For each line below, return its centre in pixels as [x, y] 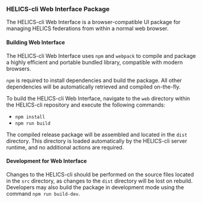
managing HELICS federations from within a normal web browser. [87, 28]
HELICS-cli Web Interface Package [58, 9]
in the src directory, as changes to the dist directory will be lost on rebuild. [99, 181]
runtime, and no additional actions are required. [65, 147]
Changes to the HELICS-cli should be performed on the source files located [100, 174]
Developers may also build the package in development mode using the [95, 187]
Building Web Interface [36, 42]
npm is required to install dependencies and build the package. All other [94, 80]
